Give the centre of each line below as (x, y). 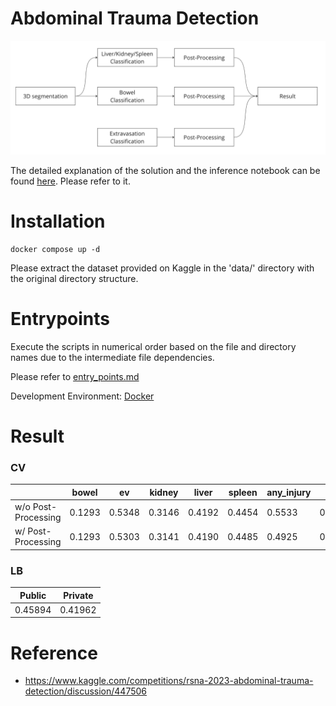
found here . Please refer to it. (70, 181)
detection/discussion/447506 (86, 691)
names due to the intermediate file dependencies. (112, 357)
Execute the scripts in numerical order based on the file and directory (153, 346)
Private (78, 595)
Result (37, 436)
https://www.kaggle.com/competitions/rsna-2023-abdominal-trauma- (169, 681)
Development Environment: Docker (82, 396)
